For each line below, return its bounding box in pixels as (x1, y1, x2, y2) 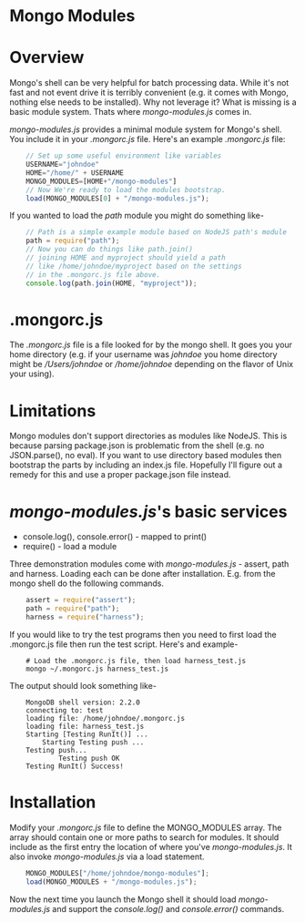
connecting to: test (25, 705, 104, 715)
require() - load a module (22, 541, 117, 552)
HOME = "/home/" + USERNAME (25, 168, 125, 178)
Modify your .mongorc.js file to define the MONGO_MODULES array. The (9, 822, 282, 833)
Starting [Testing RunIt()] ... (25, 730, 148, 739)
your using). (9, 368, 55, 379)
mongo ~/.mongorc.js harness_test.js (25, 664, 169, 673)
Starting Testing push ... (42, 737, 145, 747)
